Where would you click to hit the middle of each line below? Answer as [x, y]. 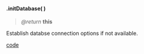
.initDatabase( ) [26, 8]
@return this [37, 22]
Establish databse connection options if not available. [72, 34]
